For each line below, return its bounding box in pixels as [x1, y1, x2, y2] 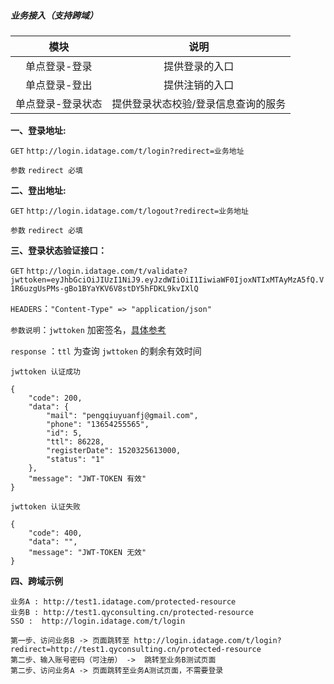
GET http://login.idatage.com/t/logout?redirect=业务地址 [10, 206, 249, 216]
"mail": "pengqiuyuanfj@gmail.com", [46, 410, 199, 420]
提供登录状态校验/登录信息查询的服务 [111, 96, 287, 110]
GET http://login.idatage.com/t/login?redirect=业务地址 [10, 146, 245, 156]
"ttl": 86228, [46, 436, 105, 447]
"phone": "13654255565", [46, 419, 150, 429]
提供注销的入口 [163, 78, 235, 92]
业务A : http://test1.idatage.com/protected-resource [10, 596, 237, 607]
